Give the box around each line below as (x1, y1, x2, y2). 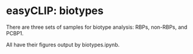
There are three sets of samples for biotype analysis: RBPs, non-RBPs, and (6, 23, 188, 31)
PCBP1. (6, 29, 24, 36)
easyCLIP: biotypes (6, 4, 104, 18)
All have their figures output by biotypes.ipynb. (6, 41, 119, 48)
